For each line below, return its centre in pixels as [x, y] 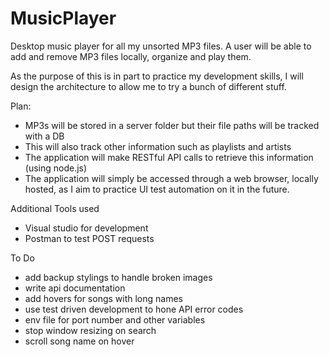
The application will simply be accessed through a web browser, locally [171, 178]
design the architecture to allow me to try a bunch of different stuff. [148, 86]
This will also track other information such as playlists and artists [158, 146]
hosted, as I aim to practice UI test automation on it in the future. [157, 189]
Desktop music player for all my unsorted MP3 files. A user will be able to [161, 46]
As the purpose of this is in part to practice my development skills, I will [157, 76]
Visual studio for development [86, 228]
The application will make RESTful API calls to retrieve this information [169, 157]
